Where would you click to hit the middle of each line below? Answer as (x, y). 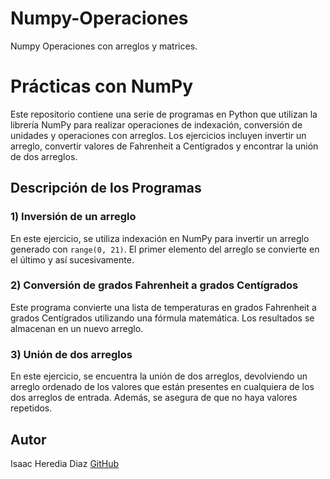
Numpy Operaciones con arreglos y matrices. (104, 46)
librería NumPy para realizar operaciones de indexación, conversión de (156, 124)
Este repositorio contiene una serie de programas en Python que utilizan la (164, 114)
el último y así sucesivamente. (72, 259)
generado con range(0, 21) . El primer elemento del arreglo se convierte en (165, 249)
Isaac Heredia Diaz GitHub (65, 463)
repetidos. (31, 408)
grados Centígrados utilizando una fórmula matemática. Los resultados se (162, 318)
